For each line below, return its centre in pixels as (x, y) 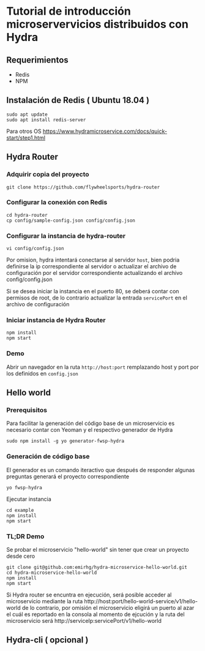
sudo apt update (27, 115)
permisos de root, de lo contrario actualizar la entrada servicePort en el (97, 298)
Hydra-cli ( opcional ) (47, 640)
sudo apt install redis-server (46, 120)
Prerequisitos (27, 410)
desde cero (21, 556)
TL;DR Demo (25, 536)
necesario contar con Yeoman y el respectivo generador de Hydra (90, 430)
